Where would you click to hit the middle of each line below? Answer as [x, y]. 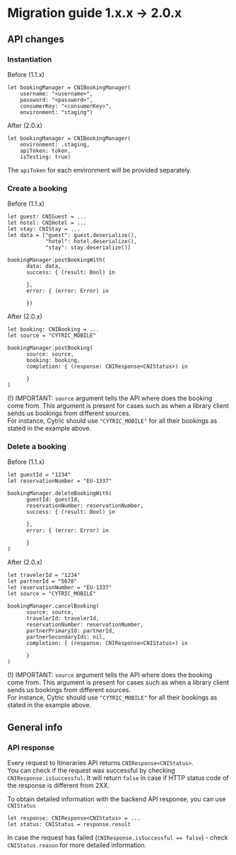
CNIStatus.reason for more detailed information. [77, 845]
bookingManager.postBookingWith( [57, 260]
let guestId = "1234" [39, 475]
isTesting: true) [46, 157]
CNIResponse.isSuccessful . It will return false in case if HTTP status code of [118, 778]
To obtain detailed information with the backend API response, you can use [117, 799]
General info [35, 727]
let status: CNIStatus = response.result [69, 825]
